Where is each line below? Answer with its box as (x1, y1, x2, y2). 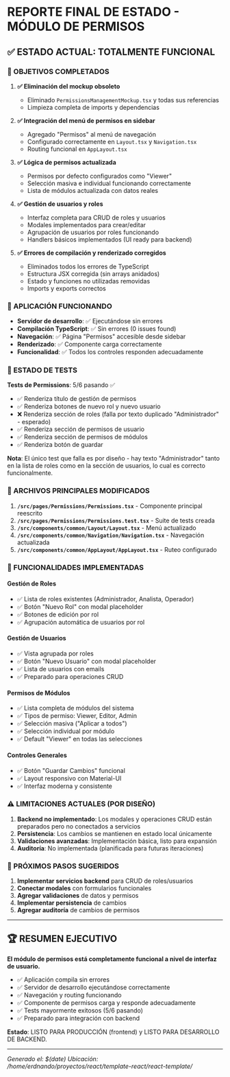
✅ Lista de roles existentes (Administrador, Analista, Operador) (16, 594, 194, 603)
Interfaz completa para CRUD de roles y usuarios (27, 213, 166, 222)
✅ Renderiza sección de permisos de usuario (16, 425, 145, 433)
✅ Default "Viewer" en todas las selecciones (16, 735, 142, 743)
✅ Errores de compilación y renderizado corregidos (16, 248, 166, 257)
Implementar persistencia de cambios (16, 899, 127, 907)
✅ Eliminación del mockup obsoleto (16, 82, 120, 90)
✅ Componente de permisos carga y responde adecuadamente (16, 998, 196, 1006)
